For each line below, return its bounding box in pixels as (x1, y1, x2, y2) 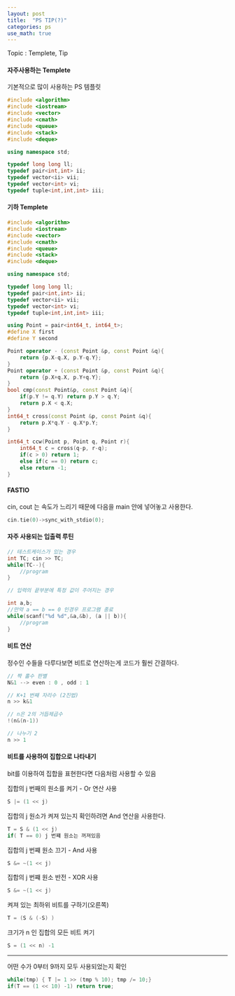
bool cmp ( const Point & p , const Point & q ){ (7, 386, 133, 394)
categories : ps (7, 23, 52, 30)
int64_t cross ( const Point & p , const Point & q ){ (7, 412, 152, 420)
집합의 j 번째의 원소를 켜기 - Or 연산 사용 (7, 784, 117, 792)
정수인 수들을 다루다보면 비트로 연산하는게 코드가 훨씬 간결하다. (7, 659, 180, 667)
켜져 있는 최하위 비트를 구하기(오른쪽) (7, 901, 110, 909)
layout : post (7, 10, 45, 17)
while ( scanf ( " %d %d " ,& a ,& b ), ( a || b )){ (7, 612, 127, 619)
